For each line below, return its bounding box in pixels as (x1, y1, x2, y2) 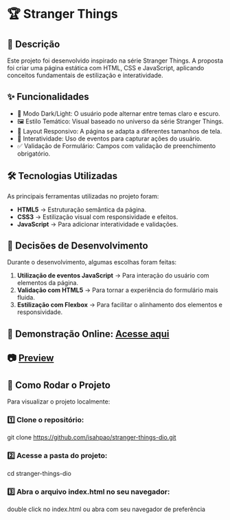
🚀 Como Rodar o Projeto (7, 379, 111, 391)
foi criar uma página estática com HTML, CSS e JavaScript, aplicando (7, 64, 205, 72)
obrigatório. (16, 149, 51, 158)
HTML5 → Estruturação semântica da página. (16, 205, 146, 214)
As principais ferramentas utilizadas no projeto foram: (7, 191, 159, 200)
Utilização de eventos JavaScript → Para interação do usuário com (16, 271, 209, 280)
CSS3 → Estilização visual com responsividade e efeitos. (16, 212, 179, 221)
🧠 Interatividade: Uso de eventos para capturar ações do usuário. (16, 134, 203, 143)
